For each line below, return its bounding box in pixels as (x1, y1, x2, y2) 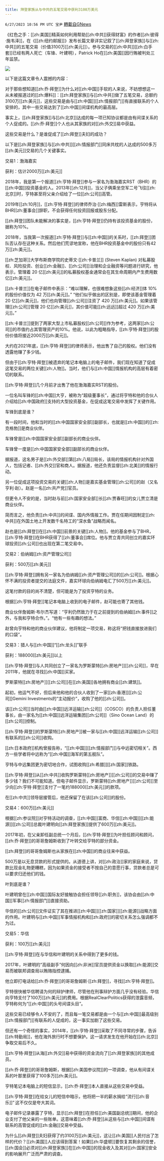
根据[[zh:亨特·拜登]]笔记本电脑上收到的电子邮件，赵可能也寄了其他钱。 (5, 599, 147, 604)
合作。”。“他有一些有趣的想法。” (35, 615, 97, 621)
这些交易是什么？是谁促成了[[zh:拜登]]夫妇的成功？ (5, 131, 107, 137)
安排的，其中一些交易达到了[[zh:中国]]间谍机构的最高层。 (5, 104, 121, 110)
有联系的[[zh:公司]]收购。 (5, 734, 56, 740)
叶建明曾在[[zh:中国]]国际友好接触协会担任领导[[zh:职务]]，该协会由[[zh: (5, 891, 150, 897)
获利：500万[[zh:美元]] (5, 561, 51, 567)
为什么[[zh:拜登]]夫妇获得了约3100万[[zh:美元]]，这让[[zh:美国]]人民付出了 (5, 1132, 155, 1138)
